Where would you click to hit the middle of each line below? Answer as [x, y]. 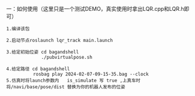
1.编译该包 [18, 29]
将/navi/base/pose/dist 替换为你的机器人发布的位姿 [66, 87]
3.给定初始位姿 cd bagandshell [43, 52]
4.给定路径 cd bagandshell [38, 69]
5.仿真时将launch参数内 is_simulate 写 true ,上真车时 [73, 80]
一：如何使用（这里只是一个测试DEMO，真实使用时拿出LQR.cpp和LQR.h [95, 9]
